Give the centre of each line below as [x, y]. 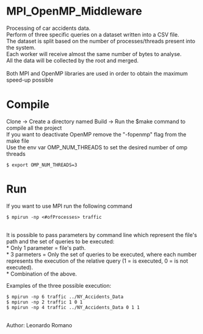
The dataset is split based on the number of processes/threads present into [101, 41]
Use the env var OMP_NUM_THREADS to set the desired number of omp [97, 147]
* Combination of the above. [42, 274]
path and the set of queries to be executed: [60, 241]
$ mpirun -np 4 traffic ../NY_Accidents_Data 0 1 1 [73, 307]
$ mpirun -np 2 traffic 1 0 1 [45, 302]
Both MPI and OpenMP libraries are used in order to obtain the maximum [97, 73]
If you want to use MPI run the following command [69, 206]
